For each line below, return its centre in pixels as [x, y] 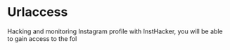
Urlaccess [38, 12]
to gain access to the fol [42, 38]
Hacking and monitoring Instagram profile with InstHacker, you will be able [115, 31]
